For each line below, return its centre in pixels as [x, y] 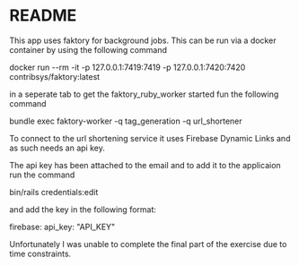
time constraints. [40, 253]
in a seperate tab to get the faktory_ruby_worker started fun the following [144, 94]
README [43, 16]
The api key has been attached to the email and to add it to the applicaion [145, 165]
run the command [42, 175]
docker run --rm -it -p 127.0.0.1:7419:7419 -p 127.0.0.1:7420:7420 [128, 67]
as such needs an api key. [57, 148]
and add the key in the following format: [83, 209]
